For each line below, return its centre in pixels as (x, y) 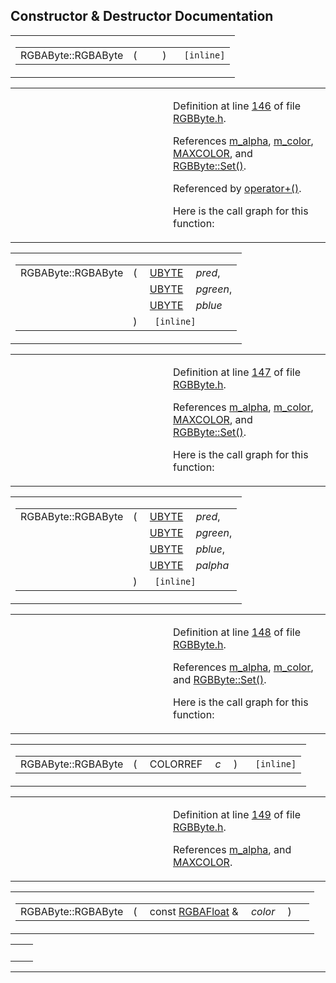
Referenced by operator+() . (237, 188)
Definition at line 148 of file (237, 632)
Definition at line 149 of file (237, 814)
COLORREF (176, 764)
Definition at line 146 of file (237, 106)
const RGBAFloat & (194, 911)
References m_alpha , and (232, 849)
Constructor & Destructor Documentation (142, 16)
